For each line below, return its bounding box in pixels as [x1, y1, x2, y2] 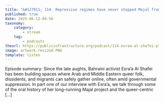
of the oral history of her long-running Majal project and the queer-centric [5, 86, 154, 93]
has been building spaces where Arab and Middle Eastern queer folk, [5, 71, 144, 77]
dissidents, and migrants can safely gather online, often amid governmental [5, 76, 157, 82]
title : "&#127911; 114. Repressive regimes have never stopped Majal [5, 7, 150, 12]
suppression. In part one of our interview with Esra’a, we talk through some [5, 82, 156, 87]
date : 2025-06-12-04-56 [5, 16, 54, 21]
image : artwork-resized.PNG [5, 48, 62, 53]
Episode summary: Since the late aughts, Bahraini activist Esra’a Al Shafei [5, 66, 153, 72]
